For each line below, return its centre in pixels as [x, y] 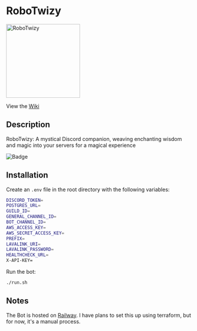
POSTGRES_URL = [24, 206]
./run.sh [17, 283]
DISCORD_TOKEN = [25, 200]
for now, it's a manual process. [43, 321]
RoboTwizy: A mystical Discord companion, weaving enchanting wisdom [94, 139]
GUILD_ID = [18, 211]
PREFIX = [16, 238]
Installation [27, 175]
